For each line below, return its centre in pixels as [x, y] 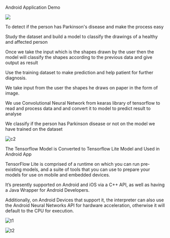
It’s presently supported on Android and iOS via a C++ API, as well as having [85, 185]
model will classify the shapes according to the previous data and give [79, 57]
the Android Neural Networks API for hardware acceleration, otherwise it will [85, 205]
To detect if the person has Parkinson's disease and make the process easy [84, 27]
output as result [22, 63]
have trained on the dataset [34, 129]
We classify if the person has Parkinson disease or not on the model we [80, 124]
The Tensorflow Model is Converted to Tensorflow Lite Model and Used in [82, 149]
